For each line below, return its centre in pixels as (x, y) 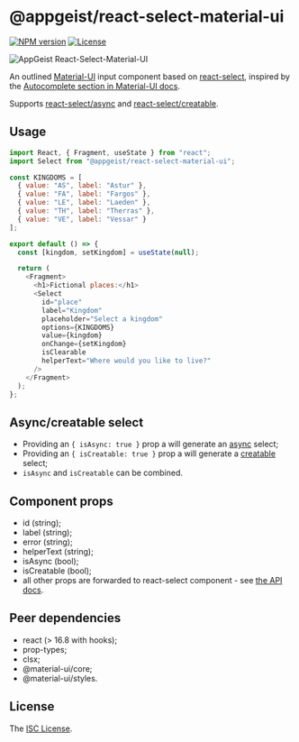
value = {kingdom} (72, 335)
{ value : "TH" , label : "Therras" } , (86, 211)
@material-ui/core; (57, 668)
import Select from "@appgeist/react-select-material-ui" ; (122, 161)
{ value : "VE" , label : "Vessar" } (82, 219)
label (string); (47, 532)
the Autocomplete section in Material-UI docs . (95, 86)
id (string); (41, 523)
